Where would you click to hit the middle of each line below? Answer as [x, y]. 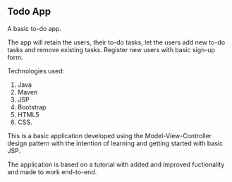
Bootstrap [32, 107]
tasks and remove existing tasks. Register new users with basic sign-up [111, 49]
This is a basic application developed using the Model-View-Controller [110, 135]
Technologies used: [36, 71]
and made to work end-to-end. [52, 171]
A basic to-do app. [35, 28]
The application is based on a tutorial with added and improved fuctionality [116, 164]
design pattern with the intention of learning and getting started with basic [115, 143]
